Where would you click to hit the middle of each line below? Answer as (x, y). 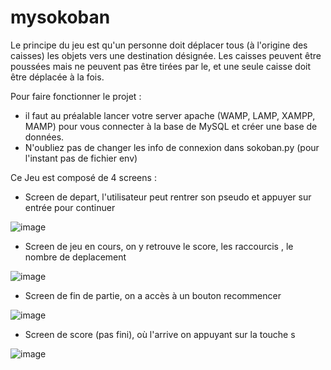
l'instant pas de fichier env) (81, 158)
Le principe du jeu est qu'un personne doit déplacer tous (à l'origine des (159, 45)
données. (44, 137)
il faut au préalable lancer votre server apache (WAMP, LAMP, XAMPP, (170, 115)
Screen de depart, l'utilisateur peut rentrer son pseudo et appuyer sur (168, 197)
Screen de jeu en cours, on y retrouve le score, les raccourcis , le (159, 246)
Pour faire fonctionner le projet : (76, 96)
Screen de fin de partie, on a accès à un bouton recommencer (153, 295)
